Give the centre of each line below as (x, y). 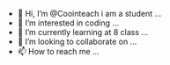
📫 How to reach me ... (58, 51)
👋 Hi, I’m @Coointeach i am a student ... (89, 14)
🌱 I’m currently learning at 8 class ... (82, 32)
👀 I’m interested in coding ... (68, 23)
